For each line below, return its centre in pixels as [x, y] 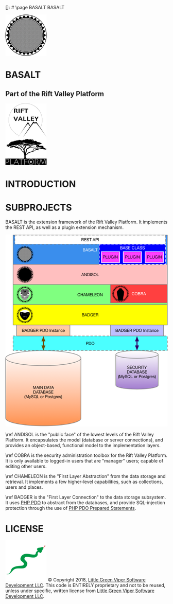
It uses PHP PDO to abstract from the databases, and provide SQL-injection [85, 503]
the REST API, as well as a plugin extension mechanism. [65, 227]
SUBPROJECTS [39, 208]
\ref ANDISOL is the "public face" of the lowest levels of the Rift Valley [80, 435]
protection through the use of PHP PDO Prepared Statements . [71, 508]
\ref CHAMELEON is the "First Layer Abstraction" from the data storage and [85, 476]
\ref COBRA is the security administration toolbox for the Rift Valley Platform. [86, 455]
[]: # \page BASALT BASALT [35, 7]
